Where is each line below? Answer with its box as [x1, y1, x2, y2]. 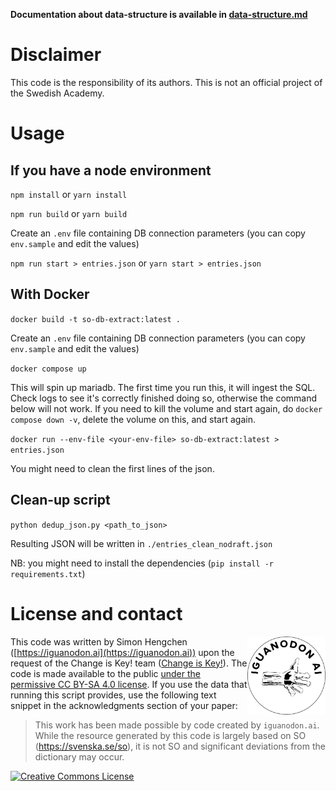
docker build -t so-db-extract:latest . [10, 314, 182, 324]
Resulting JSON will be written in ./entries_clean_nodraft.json [10, 537, 273, 549]
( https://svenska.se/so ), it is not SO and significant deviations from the [34, 740, 326, 752]
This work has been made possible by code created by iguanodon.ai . [34, 719, 320, 731]
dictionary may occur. [34, 750, 125, 763]
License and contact [10, 602, 183, 625]
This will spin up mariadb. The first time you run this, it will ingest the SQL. [10, 381, 316, 393]
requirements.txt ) [10, 567, 86, 579]
